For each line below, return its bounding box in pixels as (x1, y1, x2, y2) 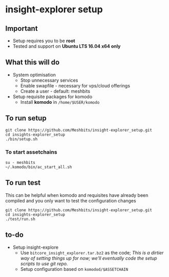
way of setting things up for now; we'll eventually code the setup (20, 255, 157, 261)
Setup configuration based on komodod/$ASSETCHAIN (20, 266, 129, 272)
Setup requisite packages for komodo (12, 94, 93, 100)
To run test (5, 178, 41, 187)
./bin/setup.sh (5, 136, 38, 142)
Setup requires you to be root (12, 38, 75, 44)
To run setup (5, 114, 47, 123)
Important (5, 24, 38, 33)
